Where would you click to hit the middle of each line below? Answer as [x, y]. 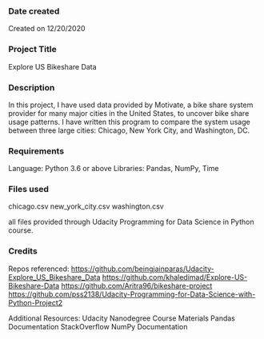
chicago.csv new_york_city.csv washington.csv [86, 206]
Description [32, 87]
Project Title [33, 50]
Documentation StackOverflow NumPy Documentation [98, 326]
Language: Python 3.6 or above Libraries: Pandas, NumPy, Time [114, 169]
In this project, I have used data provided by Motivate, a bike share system [131, 105]
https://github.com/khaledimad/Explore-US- [175, 277]
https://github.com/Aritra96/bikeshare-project [137, 285]
